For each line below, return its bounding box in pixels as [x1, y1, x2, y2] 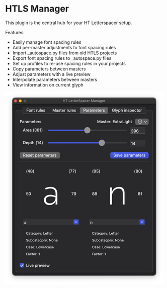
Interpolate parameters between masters [12, 76, 98, 82]
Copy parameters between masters [12, 66, 86, 72]
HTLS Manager [5, 3, 69, 15]
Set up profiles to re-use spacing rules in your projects [12, 60, 126, 66]
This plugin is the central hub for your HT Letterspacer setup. [5, 20, 132, 26]
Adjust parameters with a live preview [12, 71, 91, 77]
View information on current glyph [12, 81, 84, 88]
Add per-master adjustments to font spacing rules [12, 44, 116, 50]
